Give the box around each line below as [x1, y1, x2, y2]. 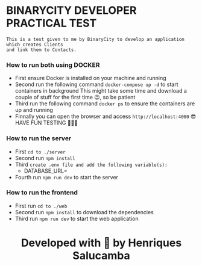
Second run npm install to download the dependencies [14, 208, 154, 215]
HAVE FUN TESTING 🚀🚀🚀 [14, 119, 78, 126]
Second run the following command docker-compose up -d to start [14, 81, 178, 88]
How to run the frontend [6, 188, 78, 197]
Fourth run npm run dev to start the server [14, 173, 119, 181]
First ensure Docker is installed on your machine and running [14, 75, 167, 82]
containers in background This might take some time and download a [14, 87, 187, 94]
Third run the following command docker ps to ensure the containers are [14, 100, 195, 107]
